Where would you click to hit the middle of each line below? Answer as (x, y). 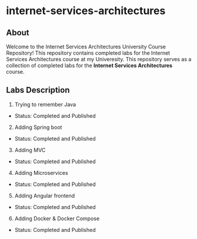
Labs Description (38, 90)
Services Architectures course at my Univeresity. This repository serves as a (99, 59)
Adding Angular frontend (45, 195)
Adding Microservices (41, 172)
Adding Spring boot (38, 127)
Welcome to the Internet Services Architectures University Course (86, 47)
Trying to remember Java (45, 104)
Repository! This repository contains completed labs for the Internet (88, 53)
